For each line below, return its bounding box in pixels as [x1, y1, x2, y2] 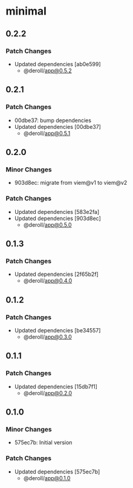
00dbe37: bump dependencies [14, 117, 92, 124]
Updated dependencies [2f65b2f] [14, 270, 99, 278]
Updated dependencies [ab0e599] [14, 60, 101, 67]
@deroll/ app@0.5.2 [23, 67, 72, 74]
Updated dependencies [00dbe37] [14, 123, 101, 130]
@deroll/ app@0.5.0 [23, 221, 72, 229]
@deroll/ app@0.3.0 [23, 333, 72, 340]
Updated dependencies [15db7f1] [14, 383, 98, 390]
